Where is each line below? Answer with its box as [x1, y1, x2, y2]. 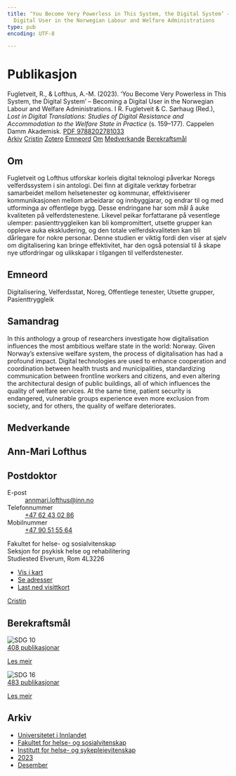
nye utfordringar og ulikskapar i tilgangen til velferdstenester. [7, 249, 184, 257]
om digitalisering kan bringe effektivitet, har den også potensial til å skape [7, 241, 221, 249]
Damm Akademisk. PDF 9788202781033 [7, 127, 124, 136]
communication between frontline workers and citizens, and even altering [7, 371, 221, 380]
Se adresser [17, 575, 53, 584]
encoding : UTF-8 [7, 30, 55, 37]
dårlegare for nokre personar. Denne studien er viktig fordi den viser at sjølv [7, 234, 227, 242]
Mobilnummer [7, 518, 48, 527]
